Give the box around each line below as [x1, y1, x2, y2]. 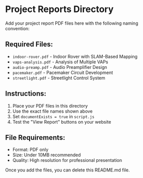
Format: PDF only [12, 147, 49, 153]
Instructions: [5, 90, 47, 98]
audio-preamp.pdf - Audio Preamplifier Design [12, 64, 107, 70]
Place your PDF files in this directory [12, 103, 88, 109]
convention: [5, 25, 30, 31]
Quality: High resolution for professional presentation [12, 157, 122, 163]
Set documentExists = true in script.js [12, 113, 94, 119]
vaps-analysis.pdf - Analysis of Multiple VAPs [12, 59, 108, 65]
